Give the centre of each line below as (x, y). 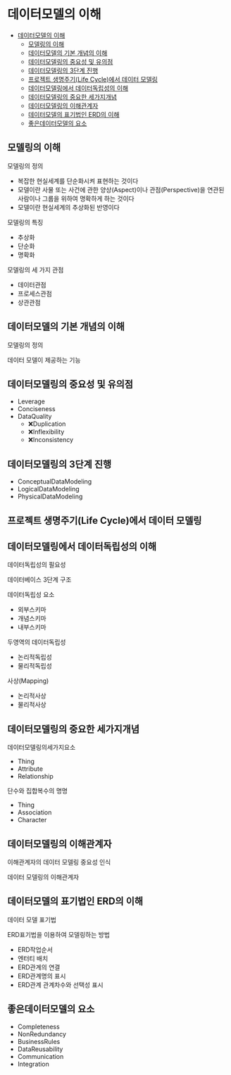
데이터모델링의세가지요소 (42, 748)
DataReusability (40, 1049)
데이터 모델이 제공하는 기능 (44, 360)
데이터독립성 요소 (31, 595)
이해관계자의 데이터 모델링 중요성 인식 (59, 862)
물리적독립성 (35, 666)
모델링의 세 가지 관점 (36, 270)
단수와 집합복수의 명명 (38, 791)
